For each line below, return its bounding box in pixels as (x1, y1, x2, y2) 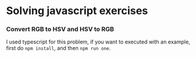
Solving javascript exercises (6, 4, 148, 18)
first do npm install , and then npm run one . (6, 45, 111, 52)
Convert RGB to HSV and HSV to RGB (6, 25, 114, 33)
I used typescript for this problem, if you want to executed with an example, (6, 38, 191, 45)
